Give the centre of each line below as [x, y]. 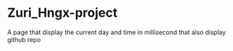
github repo [24, 39]
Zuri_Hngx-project [62, 13]
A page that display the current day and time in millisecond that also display [116, 32]
